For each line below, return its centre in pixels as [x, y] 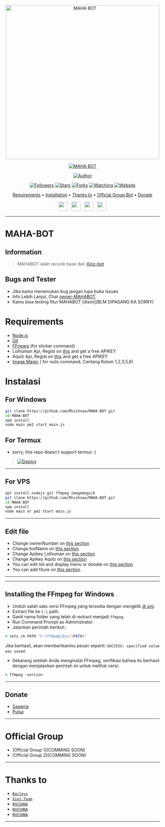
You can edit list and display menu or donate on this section [73, 564]
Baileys [20, 794]
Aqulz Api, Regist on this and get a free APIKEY [60, 356]
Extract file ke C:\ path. [36, 611]
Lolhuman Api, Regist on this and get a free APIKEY [64, 351]
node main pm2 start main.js [35, 425]
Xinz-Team [22, 799]
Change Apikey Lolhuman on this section [54, 554]
